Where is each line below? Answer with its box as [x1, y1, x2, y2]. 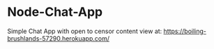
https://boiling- [163, 27, 207, 35]
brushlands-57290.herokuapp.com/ [7, 34, 110, 42]
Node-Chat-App [7, 4, 103, 20]
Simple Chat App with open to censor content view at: [7, 27, 162, 35]
